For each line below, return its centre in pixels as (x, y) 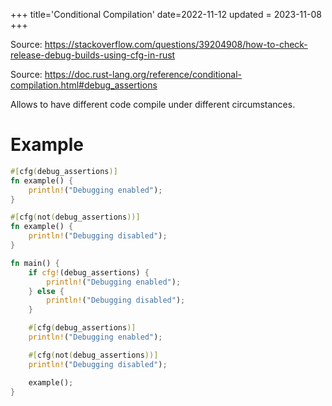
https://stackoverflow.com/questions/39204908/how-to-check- (176, 44)
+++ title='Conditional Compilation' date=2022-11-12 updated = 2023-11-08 (166, 14)
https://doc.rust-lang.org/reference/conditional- (143, 74)
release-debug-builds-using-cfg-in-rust (93, 55)
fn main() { (35, 263)
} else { (46, 291)
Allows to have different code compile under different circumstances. (153, 104)
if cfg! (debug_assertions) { (89, 272)
